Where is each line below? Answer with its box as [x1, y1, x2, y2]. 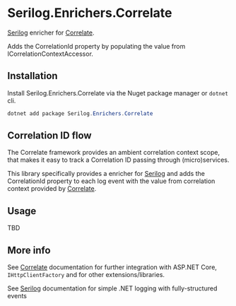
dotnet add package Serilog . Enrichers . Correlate [7, 110, 153, 117]
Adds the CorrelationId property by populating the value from [7, 42, 186, 50]
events [7, 292, 27, 300]
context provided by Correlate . [7, 184, 97, 193]
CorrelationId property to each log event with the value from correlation [7, 177, 216, 185]
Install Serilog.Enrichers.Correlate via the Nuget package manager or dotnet [7, 88, 228, 97]
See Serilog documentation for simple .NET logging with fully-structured [7, 284, 218, 293]
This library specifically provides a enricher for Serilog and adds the [7, 170, 205, 178]
